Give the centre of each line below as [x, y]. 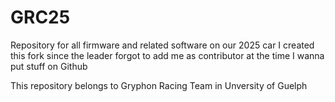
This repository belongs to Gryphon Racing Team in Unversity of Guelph [159, 85]
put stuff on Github [49, 66]
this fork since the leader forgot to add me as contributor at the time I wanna [167, 55]
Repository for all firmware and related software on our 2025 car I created [162, 45]
